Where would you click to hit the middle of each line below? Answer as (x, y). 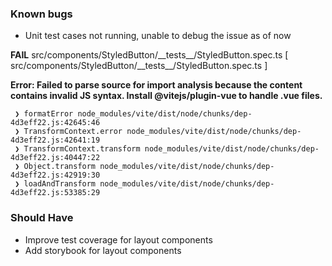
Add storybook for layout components (103, 250)
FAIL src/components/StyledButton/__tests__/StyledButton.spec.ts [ (149, 55)
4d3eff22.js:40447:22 (55, 158)
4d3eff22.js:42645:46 (55, 123)
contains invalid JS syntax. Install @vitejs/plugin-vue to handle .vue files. (166, 96)
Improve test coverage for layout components (118, 239)
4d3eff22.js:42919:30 (55, 175)
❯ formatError (44, 114)
